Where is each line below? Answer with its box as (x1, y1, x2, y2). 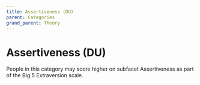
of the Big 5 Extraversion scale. (6, 72, 84, 79)
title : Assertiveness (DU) (6, 8, 74, 15)
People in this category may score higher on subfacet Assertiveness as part (6, 65, 194, 72)
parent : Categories (6, 14, 55, 20)
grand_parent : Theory (6, 20, 61, 26)
